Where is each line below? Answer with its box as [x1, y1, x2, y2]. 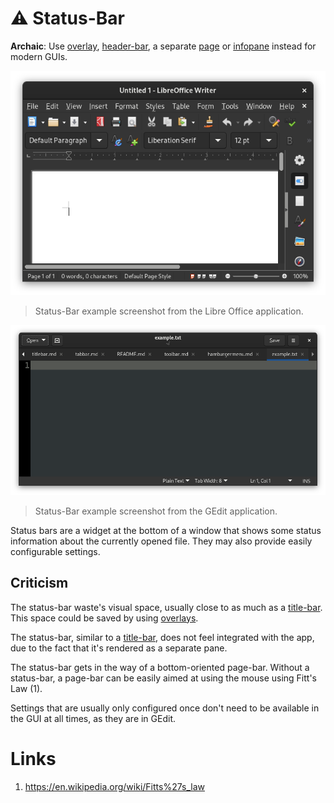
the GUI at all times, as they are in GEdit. [10, 712, 177, 724]
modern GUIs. [10, 50, 68, 62]
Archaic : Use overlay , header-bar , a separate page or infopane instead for [10, 40, 317, 52]
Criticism [10, 575, 69, 592]
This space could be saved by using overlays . [10, 612, 199, 624]
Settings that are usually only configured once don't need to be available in [10, 702, 320, 714]
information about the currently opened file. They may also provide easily [10, 535, 313, 547]
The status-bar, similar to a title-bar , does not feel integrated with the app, [10, 631, 315, 643]
